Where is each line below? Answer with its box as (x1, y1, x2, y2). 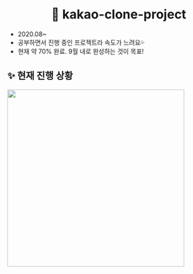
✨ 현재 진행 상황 (7, 70, 74, 82)
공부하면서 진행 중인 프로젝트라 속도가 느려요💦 (17, 38, 145, 47)
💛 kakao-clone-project (51, 6, 187, 23)
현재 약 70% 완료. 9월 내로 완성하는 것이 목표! (17, 47, 144, 55)
